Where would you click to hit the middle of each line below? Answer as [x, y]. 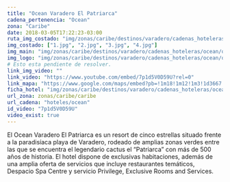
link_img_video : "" [35, 70]
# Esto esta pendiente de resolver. [59, 64]
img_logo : [21, 58]
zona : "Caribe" [29, 26]
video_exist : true [33, 115]
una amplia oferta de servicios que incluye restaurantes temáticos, [101, 164]
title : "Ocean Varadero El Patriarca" [62, 13]
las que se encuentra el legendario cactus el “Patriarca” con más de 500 [109, 149]
